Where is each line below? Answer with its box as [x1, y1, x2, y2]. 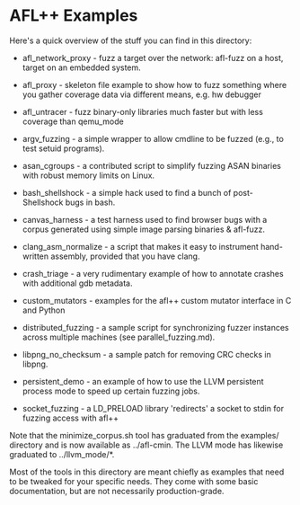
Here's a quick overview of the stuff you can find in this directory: [9, 35, 252, 46]
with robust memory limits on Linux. [22, 170, 155, 181]
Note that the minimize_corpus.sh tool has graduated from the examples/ [9, 430, 280, 440]
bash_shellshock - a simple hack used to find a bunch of [22, 187, 232, 198]
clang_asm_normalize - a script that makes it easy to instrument [22, 241, 259, 252]
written [22, 251, 49, 261]
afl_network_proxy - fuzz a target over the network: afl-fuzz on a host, [22, 52, 284, 63]
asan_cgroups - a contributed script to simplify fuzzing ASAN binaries [22, 160, 281, 171]
